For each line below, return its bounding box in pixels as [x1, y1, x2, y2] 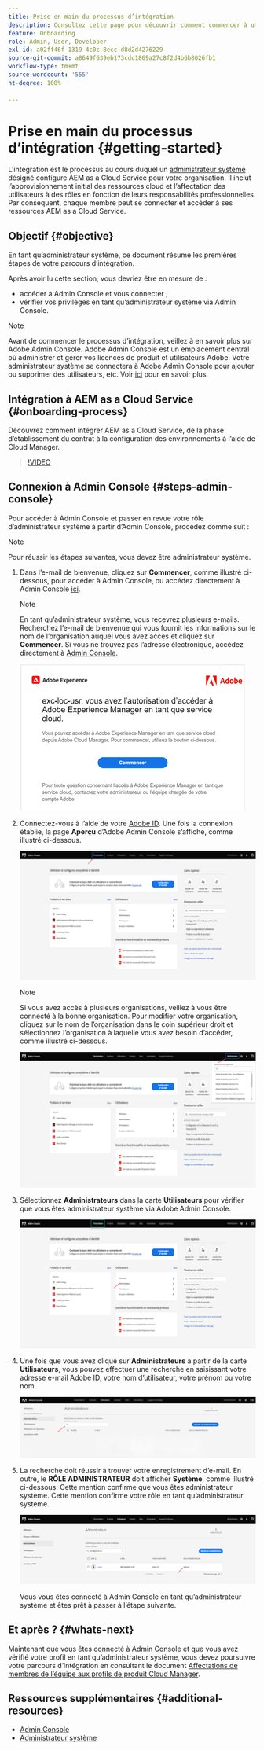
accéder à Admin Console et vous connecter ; [19, 289, 169, 299]
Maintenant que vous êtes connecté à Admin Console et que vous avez [8, 1644, 239, 1653]
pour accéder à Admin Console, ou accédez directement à [50, 575, 240, 585]
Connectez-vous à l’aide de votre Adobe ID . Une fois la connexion [19, 818, 233, 828]
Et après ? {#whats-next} [8, 1623, 134, 1637]
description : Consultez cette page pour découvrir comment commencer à [8, 20, 247, 29]
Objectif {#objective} [8, 229, 114, 243]
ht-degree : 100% [8, 79, 61, 86]
